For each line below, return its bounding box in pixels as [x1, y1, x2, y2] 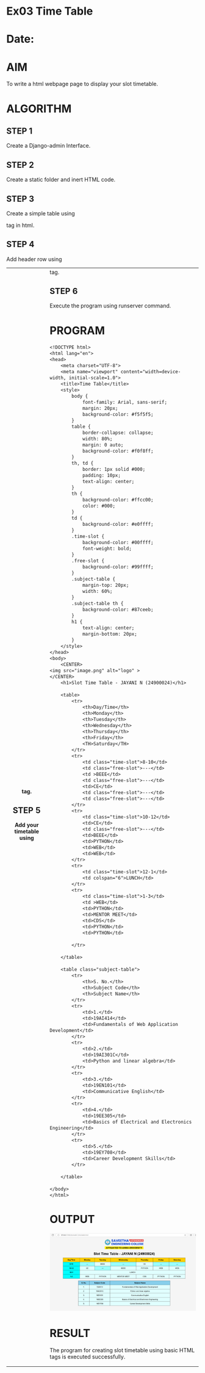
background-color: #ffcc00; [82, 497, 154, 503]
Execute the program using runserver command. [49, 302, 171, 309]
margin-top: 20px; [82, 583, 129, 589]
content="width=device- [120, 369, 181, 375]
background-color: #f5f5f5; [82, 412, 154, 418]
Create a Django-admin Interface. [6, 142, 91, 149]
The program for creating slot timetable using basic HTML [49, 1346, 195, 1353]
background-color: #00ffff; [82, 540, 154, 546]
